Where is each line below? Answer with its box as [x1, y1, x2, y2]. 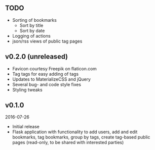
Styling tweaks [12, 87, 43, 93]
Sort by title [19, 22, 43, 28]
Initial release [12, 124, 39, 130]
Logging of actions [12, 33, 51, 39]
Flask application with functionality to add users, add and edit [12, 129, 138, 135]
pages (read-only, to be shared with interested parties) [12, 140, 124, 146]
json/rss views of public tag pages [12, 38, 82, 44]
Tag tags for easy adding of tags [12, 71, 79, 77]
